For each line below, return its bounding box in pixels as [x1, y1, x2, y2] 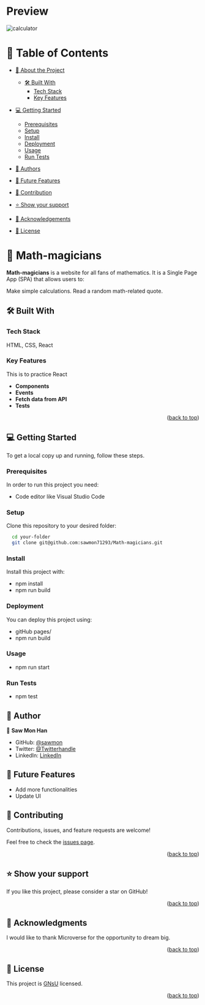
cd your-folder [12, 534, 51, 541]
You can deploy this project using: [6, 615, 92, 623]
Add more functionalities [15, 785, 78, 793]
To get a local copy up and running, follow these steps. [6, 452, 145, 459]
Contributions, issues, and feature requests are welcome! [6, 826, 151, 834]
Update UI [15, 792, 41, 799]
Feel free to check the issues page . [6, 838, 95, 845]
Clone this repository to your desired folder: [6, 522, 117, 529]
